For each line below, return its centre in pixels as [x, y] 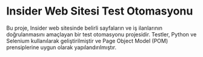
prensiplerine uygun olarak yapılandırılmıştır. [62, 47]
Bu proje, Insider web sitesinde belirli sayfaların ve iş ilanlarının [84, 28]
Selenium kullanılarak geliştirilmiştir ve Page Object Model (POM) [87, 41]
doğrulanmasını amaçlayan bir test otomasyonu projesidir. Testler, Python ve [101, 34]
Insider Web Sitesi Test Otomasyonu [100, 11]
